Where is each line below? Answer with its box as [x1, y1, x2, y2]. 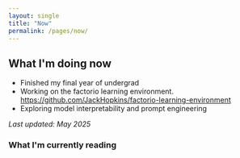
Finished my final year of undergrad [19, 78, 140, 88]
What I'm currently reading [8, 139, 117, 151]
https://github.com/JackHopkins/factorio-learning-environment [19, 95, 232, 105]
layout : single [8, 11, 60, 20]
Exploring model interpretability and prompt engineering [19, 104, 208, 114]
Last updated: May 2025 [8, 119, 91, 129]
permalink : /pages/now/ [8, 27, 89, 35]
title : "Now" [8, 19, 53, 27]
